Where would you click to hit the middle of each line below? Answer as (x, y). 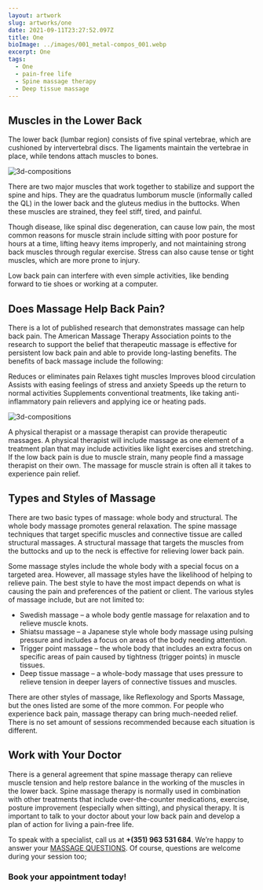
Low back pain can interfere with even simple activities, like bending (119, 275)
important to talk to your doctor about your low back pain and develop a (124, 816)
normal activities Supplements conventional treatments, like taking (115, 393)
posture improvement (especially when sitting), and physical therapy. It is (126, 807)
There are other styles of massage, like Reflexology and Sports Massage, (126, 696)
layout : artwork (35, 15)
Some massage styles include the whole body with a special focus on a (124, 566)
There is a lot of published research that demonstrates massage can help (126, 328)
